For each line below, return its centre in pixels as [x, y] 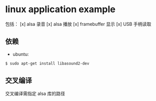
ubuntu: [21, 54]
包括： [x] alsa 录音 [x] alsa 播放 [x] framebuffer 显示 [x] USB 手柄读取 [78, 24]
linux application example [60, 9]
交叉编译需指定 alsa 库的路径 [35, 94]
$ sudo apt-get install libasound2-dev [47, 63]
